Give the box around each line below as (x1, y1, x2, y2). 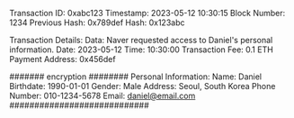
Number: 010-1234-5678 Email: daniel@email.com (9, 90, 196, 101)
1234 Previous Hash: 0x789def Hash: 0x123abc (9, 17, 185, 28)
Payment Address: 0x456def (9, 54, 116, 64)
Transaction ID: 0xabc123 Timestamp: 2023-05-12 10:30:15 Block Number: (9, 8, 286, 18)
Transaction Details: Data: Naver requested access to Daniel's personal (9, 35, 273, 45)
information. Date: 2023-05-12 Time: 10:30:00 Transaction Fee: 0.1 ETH (9, 44, 274, 55)
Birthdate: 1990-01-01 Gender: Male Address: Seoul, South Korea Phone (9, 81, 276, 91)
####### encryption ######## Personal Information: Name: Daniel (9, 71, 263, 82)
